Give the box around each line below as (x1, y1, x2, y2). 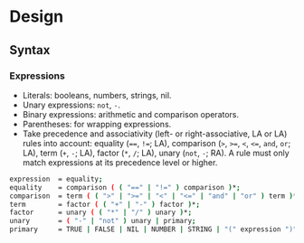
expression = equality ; (9, 174, 103, 183)
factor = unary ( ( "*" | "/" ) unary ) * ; (9, 208, 193, 218)
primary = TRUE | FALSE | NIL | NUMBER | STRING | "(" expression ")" (9, 225, 298, 234)
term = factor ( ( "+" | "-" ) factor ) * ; (9, 200, 201, 209)
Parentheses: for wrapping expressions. (22, 118, 172, 129)
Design (9, 6, 64, 27)
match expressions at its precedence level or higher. (22, 156, 218, 168)
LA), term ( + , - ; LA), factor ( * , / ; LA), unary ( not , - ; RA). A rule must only (22, 147, 290, 158)
